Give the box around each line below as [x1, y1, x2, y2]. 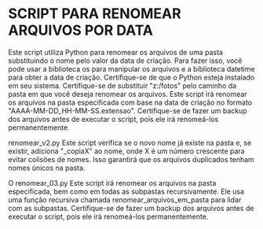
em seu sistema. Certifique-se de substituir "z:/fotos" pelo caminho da [8, 80, 237, 90]
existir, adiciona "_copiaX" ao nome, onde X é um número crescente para [8, 146, 245, 156]
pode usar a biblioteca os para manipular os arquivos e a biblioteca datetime [8, 64, 255, 73]
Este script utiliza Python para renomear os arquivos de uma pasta [8, 47, 224, 57]
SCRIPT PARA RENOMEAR [8, 5, 182, 23]
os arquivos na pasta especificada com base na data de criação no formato [8, 98, 253, 107]
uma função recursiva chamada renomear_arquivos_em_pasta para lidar [8, 194, 242, 205]
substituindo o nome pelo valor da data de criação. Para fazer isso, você [8, 56, 243, 65]
